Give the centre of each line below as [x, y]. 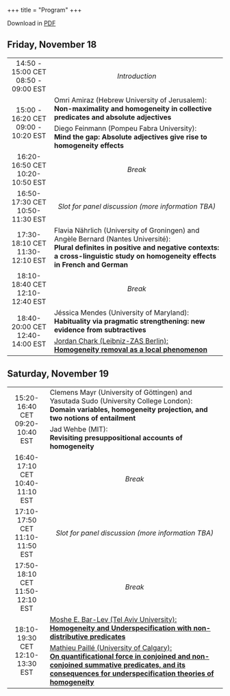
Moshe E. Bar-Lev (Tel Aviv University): [113, 619]
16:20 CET [29, 118]
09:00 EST [29, 88]
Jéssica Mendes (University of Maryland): [122, 313]
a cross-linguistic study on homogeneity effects [135, 256]
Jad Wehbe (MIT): [79, 429]
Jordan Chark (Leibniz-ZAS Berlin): [111, 341]
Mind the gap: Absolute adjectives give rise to [130, 136]
